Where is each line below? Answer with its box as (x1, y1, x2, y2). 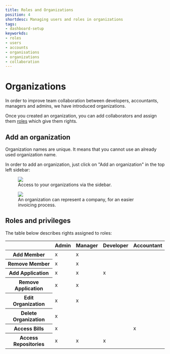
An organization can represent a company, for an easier (18, 197, 134, 202)
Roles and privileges (5, 216, 71, 225)
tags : (5, 21, 17, 27)
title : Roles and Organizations (5, 7, 73, 13)
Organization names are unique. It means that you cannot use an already (5, 146, 157, 152)
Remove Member (8, 260, 50, 267)
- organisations (5, 50, 39, 55)
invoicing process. (18, 202, 56, 208)
